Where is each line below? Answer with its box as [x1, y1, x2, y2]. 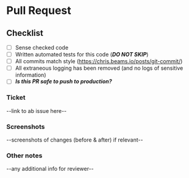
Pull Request [6, 4, 71, 18]
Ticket [6, 94, 26, 102]
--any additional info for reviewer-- [6, 165, 94, 173]
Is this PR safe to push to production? [15, 78, 112, 85]
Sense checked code [15, 44, 69, 51]
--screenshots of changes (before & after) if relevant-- [6, 136, 143, 143]
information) [15, 71, 46, 79]
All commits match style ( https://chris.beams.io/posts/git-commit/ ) [15, 58, 183, 65]
